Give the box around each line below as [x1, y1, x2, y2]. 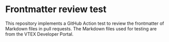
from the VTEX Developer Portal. [5, 31, 74, 37]
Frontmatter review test [5, 4, 107, 15]
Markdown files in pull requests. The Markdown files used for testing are [5, 25, 157, 31]
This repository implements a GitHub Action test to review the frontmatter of [5, 20, 164, 26]
